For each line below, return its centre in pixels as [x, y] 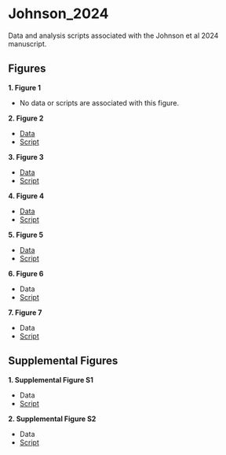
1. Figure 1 [25, 87]
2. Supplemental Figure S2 [52, 419]
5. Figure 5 [26, 235]
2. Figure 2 [26, 118]
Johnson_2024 [58, 14]
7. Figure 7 [25, 313]
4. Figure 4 [26, 196]
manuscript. [27, 43]
